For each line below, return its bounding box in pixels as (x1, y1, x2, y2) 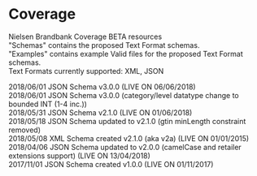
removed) (8, 125, 41, 135)
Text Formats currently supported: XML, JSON (8, 66, 164, 75)
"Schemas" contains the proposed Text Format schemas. (8, 40, 200, 49)
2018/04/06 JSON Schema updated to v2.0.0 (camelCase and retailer (8, 142, 242, 152)
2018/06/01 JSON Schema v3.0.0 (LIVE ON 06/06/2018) (8, 82, 197, 92)
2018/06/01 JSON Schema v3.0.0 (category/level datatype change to (8, 90, 240, 100)
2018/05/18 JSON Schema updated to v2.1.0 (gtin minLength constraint (8, 116, 246, 126)
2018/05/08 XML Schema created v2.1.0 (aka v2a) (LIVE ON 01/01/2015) (8, 133, 250, 143)
